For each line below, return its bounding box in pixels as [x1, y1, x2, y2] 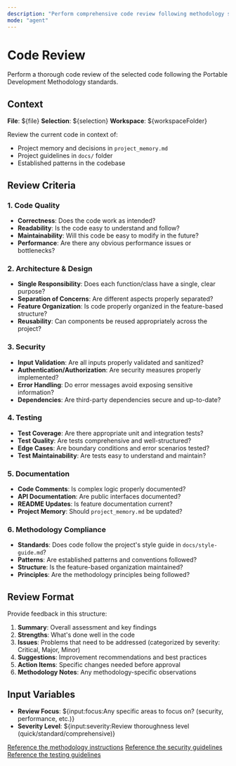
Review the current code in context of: [7, 131, 118, 139]
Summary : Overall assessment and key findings [17, 623, 157, 632]
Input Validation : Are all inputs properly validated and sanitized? [17, 358, 204, 366]
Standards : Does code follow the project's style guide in [17, 540, 181, 549]
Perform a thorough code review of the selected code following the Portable [7, 70, 228, 79]
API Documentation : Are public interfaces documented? [17, 493, 181, 501]
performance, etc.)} [17, 715, 75, 723]
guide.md [17, 550, 44, 557]
